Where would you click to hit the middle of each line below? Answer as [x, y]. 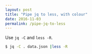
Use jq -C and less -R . [29, 38]
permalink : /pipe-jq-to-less [35, 24]
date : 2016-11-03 [23, 19]
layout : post [19, 10]
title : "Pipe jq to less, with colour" [46, 14]
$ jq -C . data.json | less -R [37, 47]
